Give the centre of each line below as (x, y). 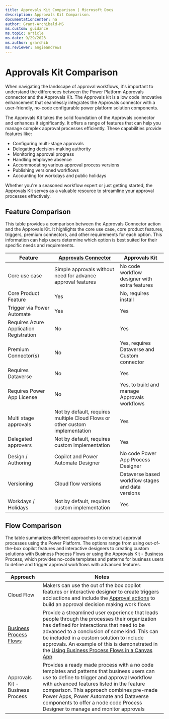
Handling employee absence (42, 159)
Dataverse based (140, 474)
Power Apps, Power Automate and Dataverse (96, 696)
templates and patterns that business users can (99, 671)
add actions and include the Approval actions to (99, 598)
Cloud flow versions (78, 484)
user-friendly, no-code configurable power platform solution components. (82, 108)
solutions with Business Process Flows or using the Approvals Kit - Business (84, 554)
